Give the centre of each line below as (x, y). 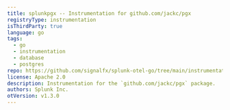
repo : (15, 70)
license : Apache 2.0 (37, 77)
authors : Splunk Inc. (38, 90)
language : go (26, 32)
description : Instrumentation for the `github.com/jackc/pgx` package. (111, 83)
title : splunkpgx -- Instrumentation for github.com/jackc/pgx (99, 13)
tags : (15, 39)
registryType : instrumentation (52, 20)
